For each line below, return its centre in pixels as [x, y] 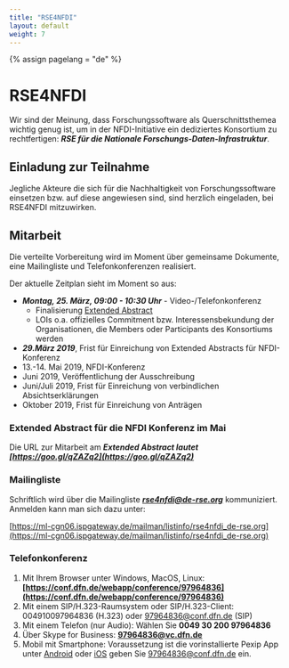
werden [49, 338]
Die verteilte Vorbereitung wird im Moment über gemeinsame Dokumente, [144, 257]
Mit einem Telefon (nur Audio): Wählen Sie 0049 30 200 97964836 [146, 625]
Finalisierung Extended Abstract [94, 310]
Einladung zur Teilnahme [79, 167]
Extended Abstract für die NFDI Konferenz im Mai [118, 428]
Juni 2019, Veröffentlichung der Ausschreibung [108, 376]
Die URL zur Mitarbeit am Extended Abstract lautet [104, 447]
